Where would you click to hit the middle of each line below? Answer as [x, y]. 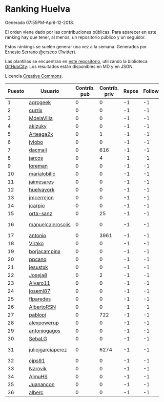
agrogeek [40, 102]
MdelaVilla [41, 118]
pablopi [38, 315]
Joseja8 [38, 275]
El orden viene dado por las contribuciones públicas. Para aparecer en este [81, 32]
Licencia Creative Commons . [34, 76]
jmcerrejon [41, 197]
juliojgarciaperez [48, 349]
